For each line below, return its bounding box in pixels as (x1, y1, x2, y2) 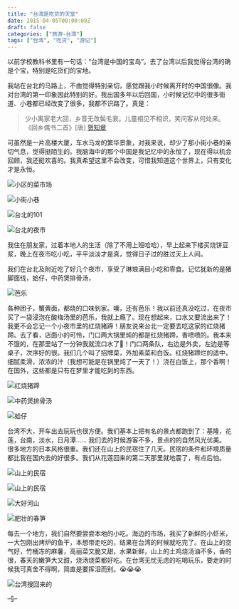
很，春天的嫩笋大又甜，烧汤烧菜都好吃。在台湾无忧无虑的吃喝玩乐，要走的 (7, 556, 225, 565)
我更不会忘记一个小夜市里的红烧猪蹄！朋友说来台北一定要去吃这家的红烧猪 (7, 322, 225, 330)
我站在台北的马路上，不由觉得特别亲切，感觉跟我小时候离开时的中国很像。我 (7, 81, 232, 90)
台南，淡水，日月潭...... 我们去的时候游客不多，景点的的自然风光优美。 (19, 436, 226, 444)
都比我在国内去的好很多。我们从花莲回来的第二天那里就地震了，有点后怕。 (7, 454, 225, 462)
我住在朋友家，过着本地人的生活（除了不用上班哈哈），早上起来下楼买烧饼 (7, 241, 223, 249)
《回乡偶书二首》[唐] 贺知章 (24, 123, 107, 132)
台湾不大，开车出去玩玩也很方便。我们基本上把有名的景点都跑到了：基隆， (7, 427, 225, 435)
